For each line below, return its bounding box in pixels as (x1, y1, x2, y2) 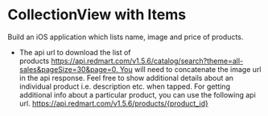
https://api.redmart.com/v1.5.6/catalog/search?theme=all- (51, 56, 243, 66)
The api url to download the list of (19, 47, 131, 57)
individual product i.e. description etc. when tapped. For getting (19, 82, 231, 91)
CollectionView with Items (7, 6, 187, 24)
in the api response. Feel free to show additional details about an (19, 73, 234, 82)
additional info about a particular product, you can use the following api (19, 90, 257, 99)
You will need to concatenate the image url (119, 64, 262, 74)
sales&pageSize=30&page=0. (19, 64, 118, 74)
